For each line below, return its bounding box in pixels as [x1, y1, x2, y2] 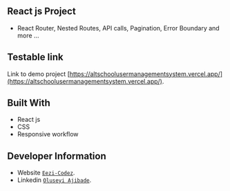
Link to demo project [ [7, 69, 70, 78]
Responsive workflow [17, 130, 79, 138]
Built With [7, 97, 50, 109]
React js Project [7, 6, 76, 17]
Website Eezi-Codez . [17, 169, 75, 177]
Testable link [7, 51, 64, 63]
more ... [17, 31, 39, 39]
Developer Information [7, 150, 107, 162]
